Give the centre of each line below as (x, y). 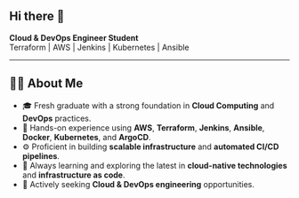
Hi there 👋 (37, 16)
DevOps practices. (57, 118)
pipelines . (41, 155)
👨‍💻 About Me (46, 84)
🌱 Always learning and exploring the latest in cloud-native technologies (154, 165)
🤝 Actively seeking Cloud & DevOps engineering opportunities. (138, 184)
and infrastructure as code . (73, 175)
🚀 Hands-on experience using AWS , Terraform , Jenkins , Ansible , (143, 127)
